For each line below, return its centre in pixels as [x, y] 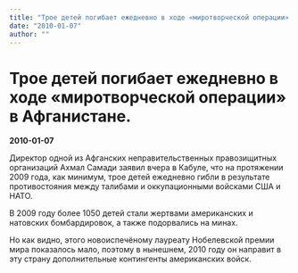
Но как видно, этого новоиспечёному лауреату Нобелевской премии [142, 240]
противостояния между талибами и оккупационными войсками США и [145, 186]
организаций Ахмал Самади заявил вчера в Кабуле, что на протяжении [146, 168]
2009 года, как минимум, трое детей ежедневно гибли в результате [140, 177]
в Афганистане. [70, 116]
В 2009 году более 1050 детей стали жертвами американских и [132, 213]
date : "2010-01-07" [46, 26]
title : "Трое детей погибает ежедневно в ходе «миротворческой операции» [149, 17]
